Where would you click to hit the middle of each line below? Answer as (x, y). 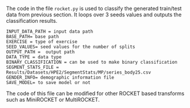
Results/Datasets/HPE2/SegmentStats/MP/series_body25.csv (79, 72)
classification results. (32, 21)
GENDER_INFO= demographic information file (60, 78)
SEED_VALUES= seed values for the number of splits (71, 47)
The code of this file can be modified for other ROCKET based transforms (95, 93)
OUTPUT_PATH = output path (41, 52)
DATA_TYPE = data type (34, 57)
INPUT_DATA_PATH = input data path (50, 32)
